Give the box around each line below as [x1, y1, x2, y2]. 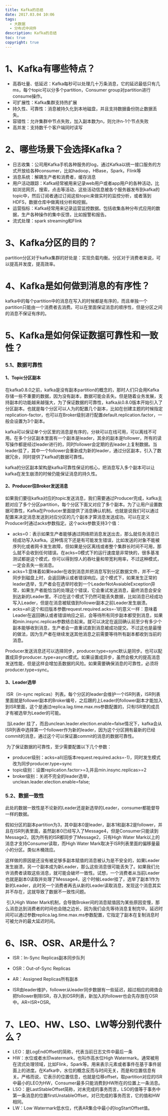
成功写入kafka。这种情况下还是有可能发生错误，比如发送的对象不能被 [16, 537, 160, 543]
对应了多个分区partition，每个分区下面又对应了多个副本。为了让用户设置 [9, 501, 158, 507]
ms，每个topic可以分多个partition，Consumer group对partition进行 [12, 87, 151, 93]
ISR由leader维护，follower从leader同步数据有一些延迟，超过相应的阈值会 [12, 987, 163, 993]
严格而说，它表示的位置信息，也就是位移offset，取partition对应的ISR [21, 1074, 162, 1080]
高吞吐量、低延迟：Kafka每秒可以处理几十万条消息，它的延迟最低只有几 [12, 81, 160, 87]
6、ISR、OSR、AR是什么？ [5, 937, 117, 949]
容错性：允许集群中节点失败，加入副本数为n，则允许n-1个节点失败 [12, 118, 149, 124]
